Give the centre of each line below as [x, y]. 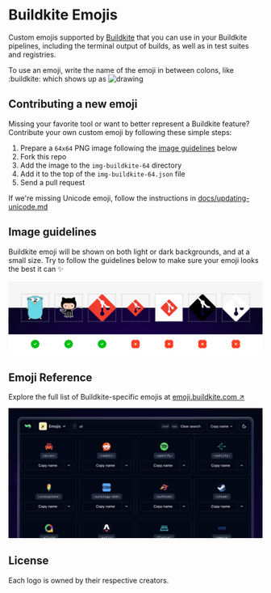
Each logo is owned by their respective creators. [89, 580]
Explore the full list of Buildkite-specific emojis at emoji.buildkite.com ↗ [127, 397]
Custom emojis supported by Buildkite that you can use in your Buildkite [128, 37]
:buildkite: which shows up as [57, 78]
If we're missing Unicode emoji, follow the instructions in [102, 198]
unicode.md [28, 206]
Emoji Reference [50, 377]
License [29, 561]
